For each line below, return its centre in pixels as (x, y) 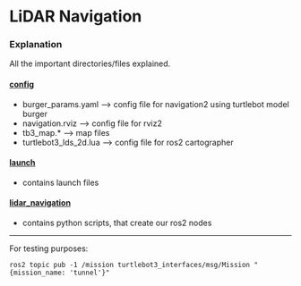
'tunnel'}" (90, 273)
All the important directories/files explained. (90, 63)
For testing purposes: (49, 248)
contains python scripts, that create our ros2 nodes (117, 223)
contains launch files (60, 182)
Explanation (36, 45)
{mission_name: (38, 273)
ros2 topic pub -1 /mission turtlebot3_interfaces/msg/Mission (130, 265)
